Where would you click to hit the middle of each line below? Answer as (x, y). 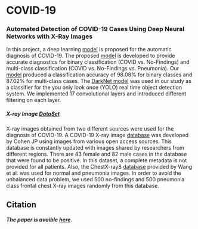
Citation (21, 204)
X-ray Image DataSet (33, 114)
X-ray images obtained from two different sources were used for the (90, 129)
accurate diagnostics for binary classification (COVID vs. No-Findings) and (98, 62)
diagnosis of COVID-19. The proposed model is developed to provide (91, 56)
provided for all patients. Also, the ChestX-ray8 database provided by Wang (99, 167)
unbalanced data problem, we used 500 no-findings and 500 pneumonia (95, 180)
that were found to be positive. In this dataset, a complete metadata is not (97, 160)
